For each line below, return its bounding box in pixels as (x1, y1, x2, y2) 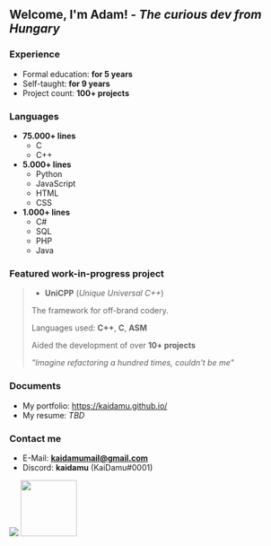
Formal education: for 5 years (22, 68, 133, 79)
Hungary (9, 22, 60, 37)
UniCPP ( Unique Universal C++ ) (44, 287, 164, 299)
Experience (9, 48, 60, 61)
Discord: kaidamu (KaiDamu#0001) (22, 462, 153, 472)
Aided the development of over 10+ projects (31, 340, 196, 351)
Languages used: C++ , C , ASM (31, 322, 148, 333)
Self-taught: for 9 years (22, 78, 110, 89)
